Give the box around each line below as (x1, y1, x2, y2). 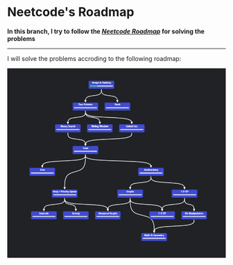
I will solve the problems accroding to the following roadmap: (7, 54, 182, 62)
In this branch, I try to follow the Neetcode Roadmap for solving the (7, 27, 205, 35)
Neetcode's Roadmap (7, 4, 135, 20)
